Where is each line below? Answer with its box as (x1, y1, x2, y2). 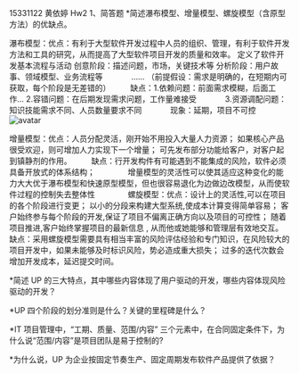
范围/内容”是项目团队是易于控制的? (36, 336, 164, 345)
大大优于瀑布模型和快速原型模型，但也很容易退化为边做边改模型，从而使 (16, 178, 282, 188)
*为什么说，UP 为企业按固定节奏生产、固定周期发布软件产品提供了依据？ (9, 354, 276, 364)
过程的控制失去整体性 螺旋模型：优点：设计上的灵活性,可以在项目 (16, 189, 287, 199)
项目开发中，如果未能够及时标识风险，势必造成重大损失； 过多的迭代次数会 (9, 245, 285, 255)
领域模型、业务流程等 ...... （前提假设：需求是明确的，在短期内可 (24, 71, 287, 82)
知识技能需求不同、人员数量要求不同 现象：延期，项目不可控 (9, 105, 256, 115)
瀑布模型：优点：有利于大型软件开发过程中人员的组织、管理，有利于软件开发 (9, 38, 290, 48)
